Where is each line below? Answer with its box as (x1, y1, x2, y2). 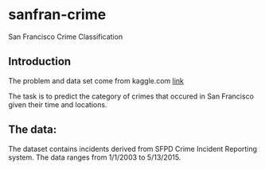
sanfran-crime (8, 6, 107, 24)
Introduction (8, 55, 72, 68)
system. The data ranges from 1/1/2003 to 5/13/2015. (8, 153, 181, 162)
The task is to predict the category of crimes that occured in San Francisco (8, 91, 255, 101)
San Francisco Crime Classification (8, 32, 123, 41)
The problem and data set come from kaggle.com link (8, 75, 185, 85)
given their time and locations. (8, 99, 107, 109)
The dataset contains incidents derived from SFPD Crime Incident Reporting (8, 144, 257, 153)
